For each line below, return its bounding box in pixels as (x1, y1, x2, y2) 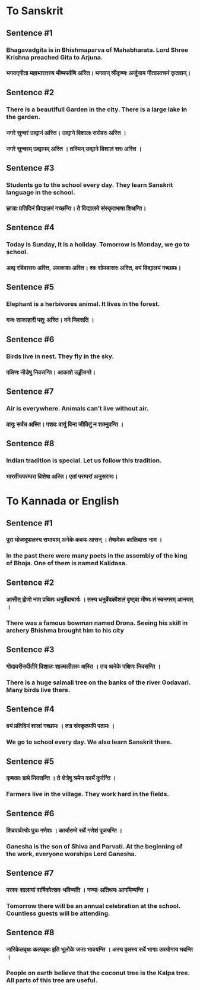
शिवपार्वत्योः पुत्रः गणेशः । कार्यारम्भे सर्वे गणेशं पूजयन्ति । (6, 826, 123, 834)
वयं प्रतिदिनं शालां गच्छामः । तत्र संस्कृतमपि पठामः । (6, 722, 115, 730)
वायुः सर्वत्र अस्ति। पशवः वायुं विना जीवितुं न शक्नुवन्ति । (6, 420, 124, 428)
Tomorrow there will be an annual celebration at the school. (6, 901, 181, 910)
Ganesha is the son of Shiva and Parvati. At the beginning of (6, 842, 183, 850)
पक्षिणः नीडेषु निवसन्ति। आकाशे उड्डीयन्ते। (6, 368, 96, 376)
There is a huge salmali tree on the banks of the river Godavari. (6, 678, 191, 687)
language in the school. (6, 188, 75, 196)
